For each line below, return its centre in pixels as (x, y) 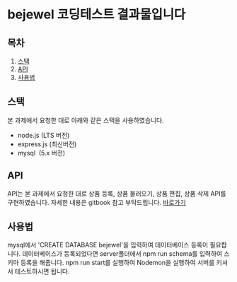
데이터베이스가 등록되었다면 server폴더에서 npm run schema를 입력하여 (122, 254)
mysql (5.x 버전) (41, 153)
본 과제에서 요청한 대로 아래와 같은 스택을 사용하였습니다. (86, 120)
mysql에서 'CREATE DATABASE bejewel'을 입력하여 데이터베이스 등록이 (108, 245)
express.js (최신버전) (47, 144)
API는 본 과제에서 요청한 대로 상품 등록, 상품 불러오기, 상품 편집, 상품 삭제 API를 (117, 193)
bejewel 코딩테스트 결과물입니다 (97, 14)
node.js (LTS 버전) (44, 135)
